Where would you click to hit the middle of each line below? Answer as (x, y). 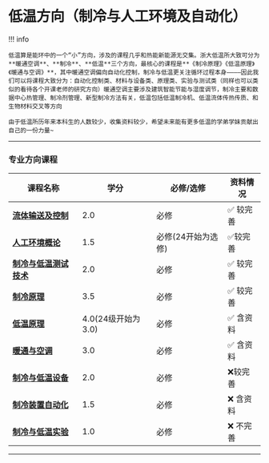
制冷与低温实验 (41, 432)
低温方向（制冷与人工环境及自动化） (128, 16)
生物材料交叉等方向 (35, 106)
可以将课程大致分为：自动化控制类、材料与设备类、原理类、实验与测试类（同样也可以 (133, 81)
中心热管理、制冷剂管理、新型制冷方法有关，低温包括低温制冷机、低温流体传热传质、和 (136, 98)
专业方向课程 (33, 159)
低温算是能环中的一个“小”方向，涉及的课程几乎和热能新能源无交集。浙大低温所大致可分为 (134, 55)
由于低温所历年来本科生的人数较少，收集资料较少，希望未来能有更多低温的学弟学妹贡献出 (133, 122)
